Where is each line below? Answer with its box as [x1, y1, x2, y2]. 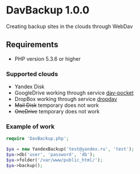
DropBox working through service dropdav [14, 96, 118, 103]
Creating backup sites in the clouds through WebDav [6, 23, 133, 30]
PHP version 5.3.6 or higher [14, 55, 81, 62]
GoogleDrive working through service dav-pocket [14, 89, 134, 96]
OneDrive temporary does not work [14, 108, 100, 115]
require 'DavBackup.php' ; [6, 135, 69, 142]
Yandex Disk [14, 83, 45, 91]
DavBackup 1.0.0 [6, 4, 90, 17]
